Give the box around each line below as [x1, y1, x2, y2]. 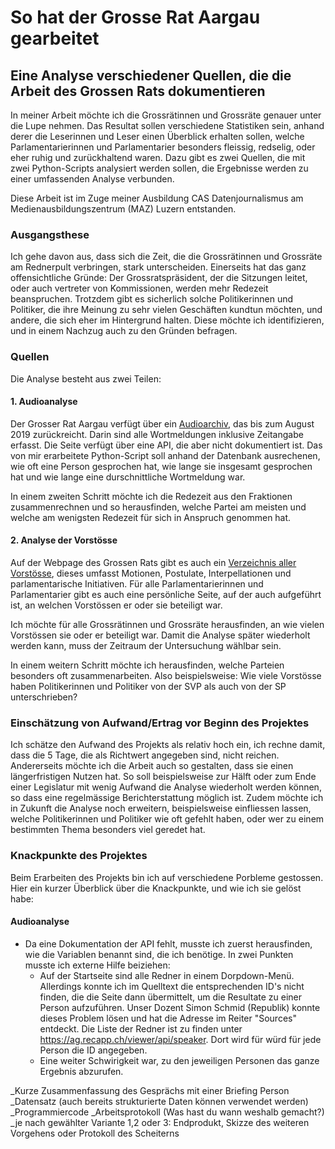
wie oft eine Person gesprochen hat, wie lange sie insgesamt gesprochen [10, 460, 313, 472]
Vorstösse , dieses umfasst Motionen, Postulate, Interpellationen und [10, 567, 292, 579]
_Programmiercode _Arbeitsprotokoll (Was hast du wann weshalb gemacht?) [10, 1106, 325, 1118]
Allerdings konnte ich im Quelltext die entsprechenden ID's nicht [39, 980, 305, 992]
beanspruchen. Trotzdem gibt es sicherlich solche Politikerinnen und [10, 293, 294, 305]
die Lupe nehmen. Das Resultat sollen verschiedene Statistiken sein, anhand [10, 120, 325, 131]
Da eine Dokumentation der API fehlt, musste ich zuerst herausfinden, [24, 937, 313, 950]
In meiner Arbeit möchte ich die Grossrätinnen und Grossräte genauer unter [10, 109, 322, 121]
